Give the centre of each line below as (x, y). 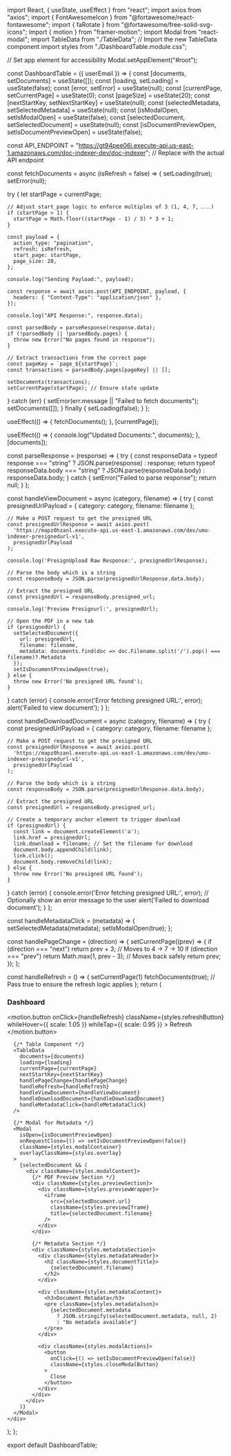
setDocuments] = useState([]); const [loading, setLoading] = (93, 81)
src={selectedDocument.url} (91, 1202)
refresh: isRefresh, (43, 249)
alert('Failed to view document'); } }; (59, 708)
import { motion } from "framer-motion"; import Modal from (113, 32)
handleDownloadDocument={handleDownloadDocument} (92, 1099)
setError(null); (27, 181)
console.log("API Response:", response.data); (75, 316)
